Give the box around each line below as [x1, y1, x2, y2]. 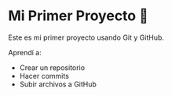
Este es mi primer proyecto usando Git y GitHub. [8, 33, 165, 42]
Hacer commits [19, 71, 69, 80]
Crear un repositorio [19, 62, 85, 72]
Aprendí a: [8, 47, 42, 57]
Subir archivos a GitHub [19, 79, 97, 89]
